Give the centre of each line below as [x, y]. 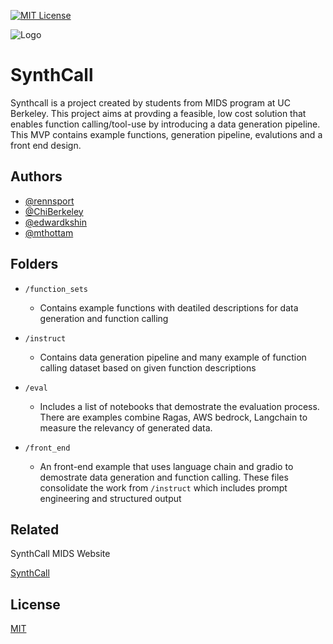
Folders [34, 264]
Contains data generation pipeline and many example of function [173, 357]
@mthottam [49, 232]
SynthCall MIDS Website [60, 554]
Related [35, 529]
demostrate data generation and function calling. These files [164, 477]
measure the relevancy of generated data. [126, 427]
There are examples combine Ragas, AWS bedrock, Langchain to [173, 417]
